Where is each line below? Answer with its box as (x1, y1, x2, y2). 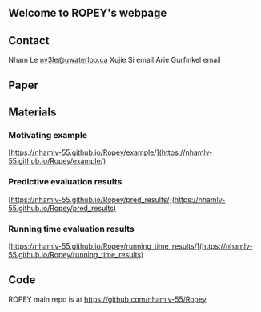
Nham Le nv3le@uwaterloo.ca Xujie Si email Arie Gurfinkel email (8, 55, 221, 65)
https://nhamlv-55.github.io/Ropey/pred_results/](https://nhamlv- (10, 194, 226, 204)
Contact (8, 34, 50, 47)
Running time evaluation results (8, 223, 135, 234)
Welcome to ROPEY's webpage (8, 6, 167, 20)
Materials (8, 105, 57, 119)
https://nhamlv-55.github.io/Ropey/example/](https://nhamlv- (10, 148, 213, 157)
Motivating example (8, 129, 88, 140)
